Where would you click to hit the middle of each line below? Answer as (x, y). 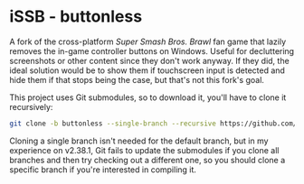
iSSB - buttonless (76, 17)
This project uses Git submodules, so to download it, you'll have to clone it (148, 97)
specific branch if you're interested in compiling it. (103, 170)
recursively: (31, 106)
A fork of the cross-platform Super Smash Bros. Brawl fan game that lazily (148, 41)
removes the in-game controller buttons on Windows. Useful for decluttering (152, 51)
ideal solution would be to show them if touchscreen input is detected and (147, 70)
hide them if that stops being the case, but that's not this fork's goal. (137, 79)
